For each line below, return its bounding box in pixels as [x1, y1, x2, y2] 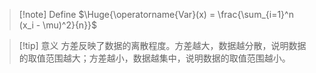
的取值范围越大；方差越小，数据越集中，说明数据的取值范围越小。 [18, 52, 291, 64]
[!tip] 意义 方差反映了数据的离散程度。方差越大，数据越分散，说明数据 [18, 40, 307, 51]
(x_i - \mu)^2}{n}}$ [18, 19, 98, 31]
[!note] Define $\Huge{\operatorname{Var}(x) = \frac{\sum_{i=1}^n [18, 9, 294, 20]
